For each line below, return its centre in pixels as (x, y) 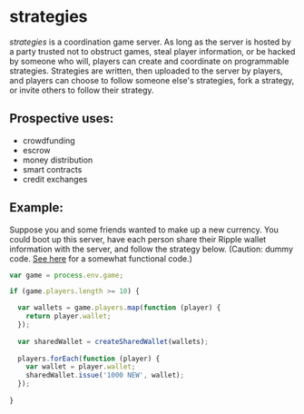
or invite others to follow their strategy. (82, 90)
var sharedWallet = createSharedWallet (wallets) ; (113, 341)
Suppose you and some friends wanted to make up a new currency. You (144, 230)
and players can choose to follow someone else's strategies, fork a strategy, (152, 80)
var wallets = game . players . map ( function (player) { (119, 308)
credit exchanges (55, 179)
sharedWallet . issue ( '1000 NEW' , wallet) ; (105, 375)
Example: (36, 207)
